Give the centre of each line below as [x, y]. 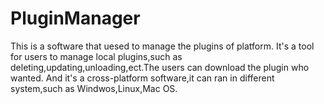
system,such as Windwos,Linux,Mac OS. [94, 88]
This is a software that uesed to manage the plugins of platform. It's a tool [162, 46]
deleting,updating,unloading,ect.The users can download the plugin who [160, 67]
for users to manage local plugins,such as [96, 56]
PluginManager [75, 18]
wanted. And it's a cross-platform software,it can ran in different [142, 78]
